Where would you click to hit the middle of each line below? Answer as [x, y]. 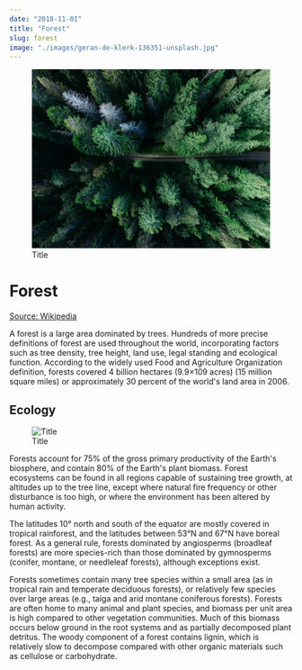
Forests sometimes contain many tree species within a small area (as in [141, 579]
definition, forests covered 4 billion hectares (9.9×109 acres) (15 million [141, 372]
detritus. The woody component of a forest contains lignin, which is [134, 637]
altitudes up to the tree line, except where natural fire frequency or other [143, 487]
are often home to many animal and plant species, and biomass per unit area [151, 608]
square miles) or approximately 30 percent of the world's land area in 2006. [149, 382]
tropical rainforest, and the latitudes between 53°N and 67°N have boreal [145, 533]
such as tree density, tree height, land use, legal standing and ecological [143, 353]
